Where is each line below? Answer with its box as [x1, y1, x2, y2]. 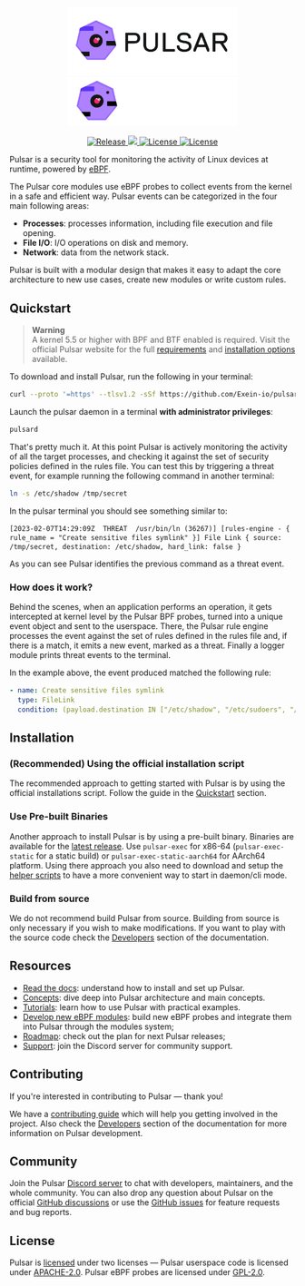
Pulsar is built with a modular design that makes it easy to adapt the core [9, 265, 281, 276]
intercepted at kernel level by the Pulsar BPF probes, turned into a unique [9, 611, 283, 622]
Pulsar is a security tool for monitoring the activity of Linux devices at [9, 154, 269, 165]
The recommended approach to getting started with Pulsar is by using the [9, 778, 286, 789]
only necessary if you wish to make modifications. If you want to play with [9, 922, 286, 933]
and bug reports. [9, 1207, 73, 1218]
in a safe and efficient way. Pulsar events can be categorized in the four [9, 191, 278, 201]
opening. [22, 228, 56, 239]
